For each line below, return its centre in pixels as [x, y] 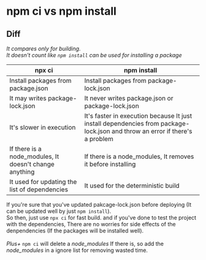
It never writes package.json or [129, 98]
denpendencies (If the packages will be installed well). [75, 231]
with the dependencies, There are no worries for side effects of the [91, 224]
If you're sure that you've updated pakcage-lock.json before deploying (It [99, 205]
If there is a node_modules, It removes [139, 156]
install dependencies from [122, 124]
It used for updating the [43, 182]
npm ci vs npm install [61, 11]
